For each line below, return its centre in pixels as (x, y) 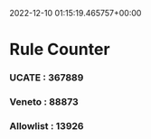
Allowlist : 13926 (47, 125)
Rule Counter (60, 50)
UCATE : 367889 (47, 78)
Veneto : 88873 (44, 102)
